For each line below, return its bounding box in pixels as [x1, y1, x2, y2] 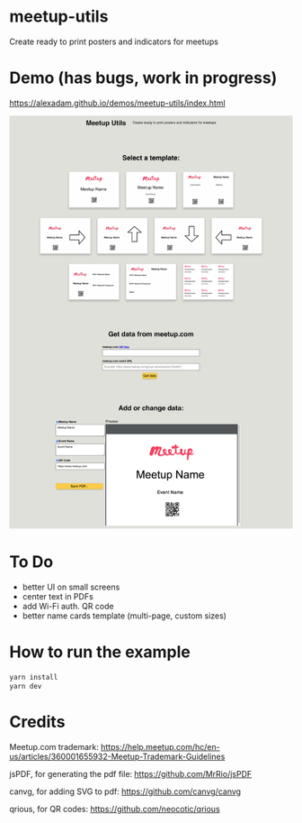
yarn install [9, 672, 58, 681]
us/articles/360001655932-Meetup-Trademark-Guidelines [9, 751, 226, 762]
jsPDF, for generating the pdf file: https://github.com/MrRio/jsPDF [9, 768, 253, 779]
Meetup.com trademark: [9, 741, 99, 752]
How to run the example [9, 642, 191, 663]
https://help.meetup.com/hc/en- [100, 741, 220, 752]
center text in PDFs [22, 590, 94, 601]
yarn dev [9, 681, 42, 690]
